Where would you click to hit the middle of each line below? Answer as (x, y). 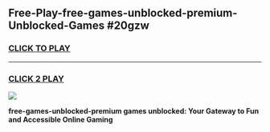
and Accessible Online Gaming (61, 119)
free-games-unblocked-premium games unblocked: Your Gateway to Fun (134, 110)
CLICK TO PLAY (39, 49)
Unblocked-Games (57, 26)
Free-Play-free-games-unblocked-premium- (123, 13)
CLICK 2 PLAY (36, 78)
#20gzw (129, 26)
